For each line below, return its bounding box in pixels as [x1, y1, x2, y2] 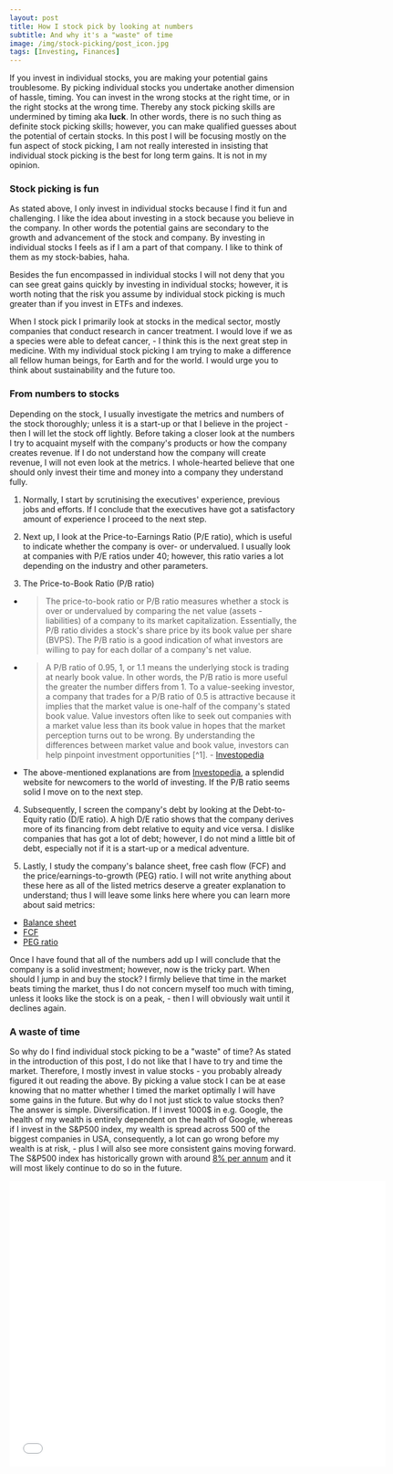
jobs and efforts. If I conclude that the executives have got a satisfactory [22, 503, 295, 514]
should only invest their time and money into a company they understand [9, 467, 284, 478]
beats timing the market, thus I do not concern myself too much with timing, [9, 983, 295, 994]
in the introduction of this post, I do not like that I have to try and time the [9, 1056, 283, 1067]
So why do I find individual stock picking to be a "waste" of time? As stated [9, 1047, 292, 1058]
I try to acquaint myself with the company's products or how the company [9, 437, 287, 448]
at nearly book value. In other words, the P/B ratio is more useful [45, 671, 288, 682]
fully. [9, 476, 28, 487]
